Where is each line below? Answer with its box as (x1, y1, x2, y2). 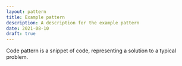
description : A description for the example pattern (6, 20, 140, 26)
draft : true (6, 31, 36, 37)
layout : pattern (6, 8, 46, 15)
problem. (6, 54, 29, 61)
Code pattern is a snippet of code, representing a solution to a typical (6, 47, 177, 54)
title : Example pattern (6, 14, 65, 20)
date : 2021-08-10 (6, 25, 49, 32)
